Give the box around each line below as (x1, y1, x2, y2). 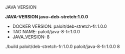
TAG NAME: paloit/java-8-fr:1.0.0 (12, 29, 80, 34)
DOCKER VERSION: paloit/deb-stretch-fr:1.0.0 (12, 23, 107, 29)
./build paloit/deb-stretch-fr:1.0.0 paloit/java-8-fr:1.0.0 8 (5, 44, 120, 49)
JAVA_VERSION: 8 (12, 34, 50, 40)
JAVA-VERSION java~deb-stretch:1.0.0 (5, 14, 88, 19)
